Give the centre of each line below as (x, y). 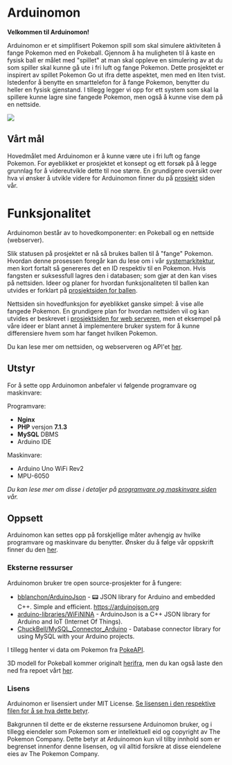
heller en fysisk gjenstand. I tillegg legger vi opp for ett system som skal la (113, 89)
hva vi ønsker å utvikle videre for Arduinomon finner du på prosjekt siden (111, 178)
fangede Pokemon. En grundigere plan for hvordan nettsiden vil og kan (108, 311)
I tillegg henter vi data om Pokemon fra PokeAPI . (76, 649)
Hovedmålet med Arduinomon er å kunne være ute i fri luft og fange (104, 156)
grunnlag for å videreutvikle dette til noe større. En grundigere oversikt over (115, 171)
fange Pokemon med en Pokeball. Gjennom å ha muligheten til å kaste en (111, 53)
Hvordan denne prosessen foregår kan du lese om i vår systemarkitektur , (111, 261)
